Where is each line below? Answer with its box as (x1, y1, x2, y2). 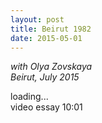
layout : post (10, 14, 65, 25)
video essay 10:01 (10, 101, 83, 113)
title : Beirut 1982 (10, 24, 92, 34)
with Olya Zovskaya (10, 61, 93, 73)
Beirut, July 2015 (10, 71, 80, 83)
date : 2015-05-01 (10, 33, 83, 43)
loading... (10, 91, 49, 103)
